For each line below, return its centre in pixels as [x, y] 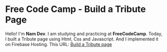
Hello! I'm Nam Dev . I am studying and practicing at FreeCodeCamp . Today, [84, 33]
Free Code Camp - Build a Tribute [76, 9]
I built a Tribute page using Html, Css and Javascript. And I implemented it [82, 39]
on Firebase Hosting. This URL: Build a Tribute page [59, 44]
